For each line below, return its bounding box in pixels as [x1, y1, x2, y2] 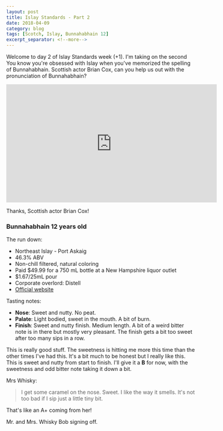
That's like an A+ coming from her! [6, 406, 92, 414]
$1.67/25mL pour [14, 273, 58, 280]
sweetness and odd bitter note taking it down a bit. [6, 366, 132, 373]
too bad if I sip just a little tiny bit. [20, 395, 103, 402]
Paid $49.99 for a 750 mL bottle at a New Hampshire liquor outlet [14, 267, 177, 274]
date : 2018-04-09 [6, 20, 50, 26]
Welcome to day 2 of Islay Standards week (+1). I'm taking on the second [6, 53, 188, 60]
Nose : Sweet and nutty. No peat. [14, 309, 96, 316]
